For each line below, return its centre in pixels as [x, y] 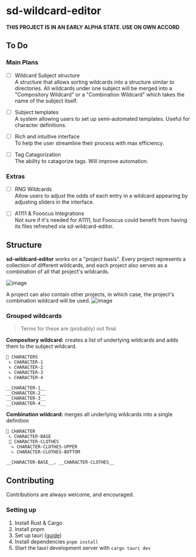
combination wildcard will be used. [48, 301]
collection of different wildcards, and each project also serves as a [87, 266]
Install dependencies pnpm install [56, 541]
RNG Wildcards [33, 189]
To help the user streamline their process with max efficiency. [89, 143]
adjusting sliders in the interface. [54, 202]
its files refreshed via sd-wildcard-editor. [64, 226]
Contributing [30, 480]
